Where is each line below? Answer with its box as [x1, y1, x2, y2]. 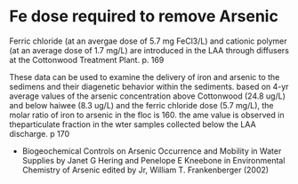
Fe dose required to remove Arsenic [9, 6, 278, 27]
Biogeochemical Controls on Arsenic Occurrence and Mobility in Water [21, 145, 282, 156]
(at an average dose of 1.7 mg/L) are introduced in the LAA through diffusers [9, 44, 289, 55]
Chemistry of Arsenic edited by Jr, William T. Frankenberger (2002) [21, 164, 270, 175]
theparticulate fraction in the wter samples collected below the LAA [9, 118, 256, 130]
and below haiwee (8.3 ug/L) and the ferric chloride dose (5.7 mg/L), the [9, 100, 274, 110]
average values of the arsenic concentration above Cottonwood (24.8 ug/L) [9, 91, 286, 101]
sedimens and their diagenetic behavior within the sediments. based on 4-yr [9, 81, 289, 92]
